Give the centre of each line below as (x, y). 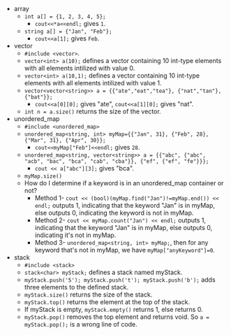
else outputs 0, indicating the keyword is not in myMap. (114, 213)
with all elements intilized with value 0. (80, 68)
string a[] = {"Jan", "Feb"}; (68, 31)
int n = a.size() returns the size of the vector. (93, 111)
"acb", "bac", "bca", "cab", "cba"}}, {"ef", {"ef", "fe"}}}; (117, 162)
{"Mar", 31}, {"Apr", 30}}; (65, 141)
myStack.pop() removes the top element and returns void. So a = (117, 317)
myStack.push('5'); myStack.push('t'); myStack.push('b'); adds (120, 280)
